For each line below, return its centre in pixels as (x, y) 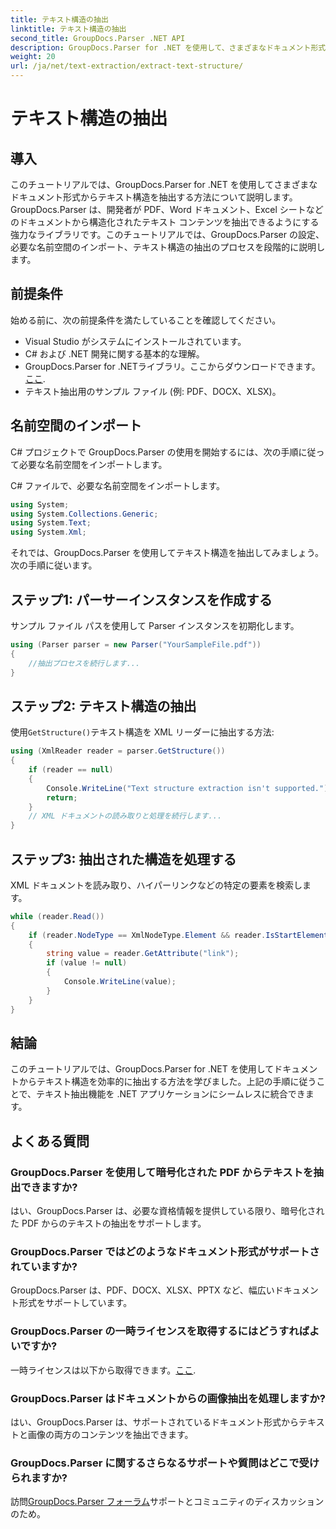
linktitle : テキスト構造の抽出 (68, 29)
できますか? (49, 1187)
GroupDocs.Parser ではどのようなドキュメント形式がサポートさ (165, 1251)
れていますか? (44, 1266)
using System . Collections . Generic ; (84, 514)
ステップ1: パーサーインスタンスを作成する (141, 599)
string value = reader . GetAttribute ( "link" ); (143, 954)
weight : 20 (33, 57)
